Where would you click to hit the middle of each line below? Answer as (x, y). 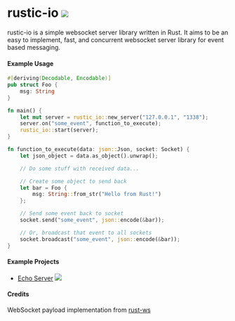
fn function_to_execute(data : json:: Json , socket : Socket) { (99, 150)
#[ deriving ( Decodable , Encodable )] (59, 79)
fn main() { (25, 110)
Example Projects (33, 262)
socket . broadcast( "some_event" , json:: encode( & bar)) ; (100, 239)
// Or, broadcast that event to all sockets (86, 232)
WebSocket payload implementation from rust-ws (79, 310)
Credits (18, 294)
